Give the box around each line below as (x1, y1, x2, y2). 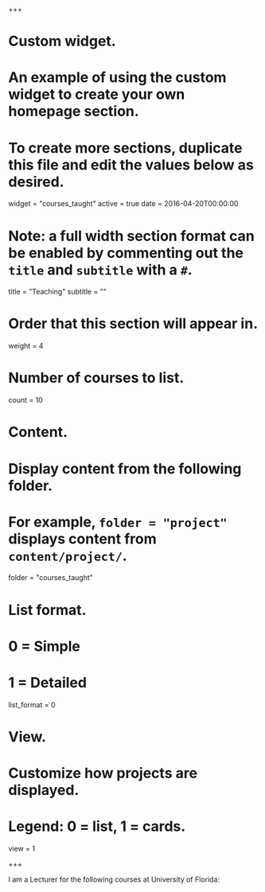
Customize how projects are (8, 765, 197, 782)
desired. (8, 173, 64, 191)
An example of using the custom (8, 68, 227, 87)
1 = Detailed (8, 674, 88, 691)
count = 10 (8, 395, 44, 405)
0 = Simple (8, 637, 81, 655)
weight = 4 (8, 341, 44, 351)
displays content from (8, 530, 157, 547)
